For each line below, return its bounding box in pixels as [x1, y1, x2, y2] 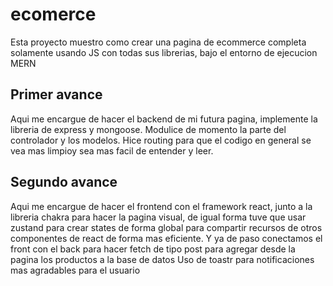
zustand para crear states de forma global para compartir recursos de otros [10, 221, 323, 233]
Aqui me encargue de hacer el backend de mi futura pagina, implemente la [10, 113, 318, 125]
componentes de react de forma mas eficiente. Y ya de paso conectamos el [10, 232, 323, 244]
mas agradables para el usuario [10, 264, 141, 276]
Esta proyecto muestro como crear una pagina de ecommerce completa [10, 36, 307, 48]
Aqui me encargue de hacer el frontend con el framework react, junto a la [10, 200, 313, 212]
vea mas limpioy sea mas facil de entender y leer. [10, 144, 214, 157]
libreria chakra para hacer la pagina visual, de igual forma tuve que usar [10, 211, 307, 223]
